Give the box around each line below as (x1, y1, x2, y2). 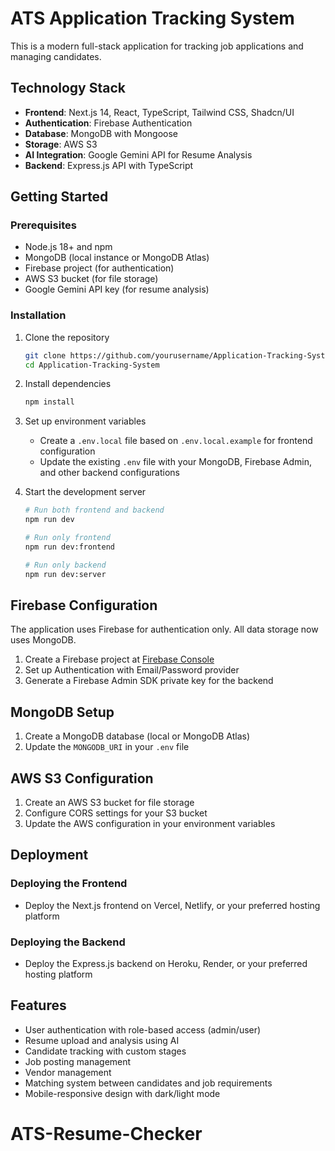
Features (10, 997, 67, 1014)
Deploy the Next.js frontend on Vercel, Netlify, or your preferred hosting (24, 899, 321, 911)
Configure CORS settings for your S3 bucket (24, 807, 208, 819)
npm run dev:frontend (24, 542, 115, 552)
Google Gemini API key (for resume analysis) (24, 283, 210, 296)
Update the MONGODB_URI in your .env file (24, 741, 190, 753)
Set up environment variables (24, 415, 147, 427)
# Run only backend (24, 560, 107, 570)
